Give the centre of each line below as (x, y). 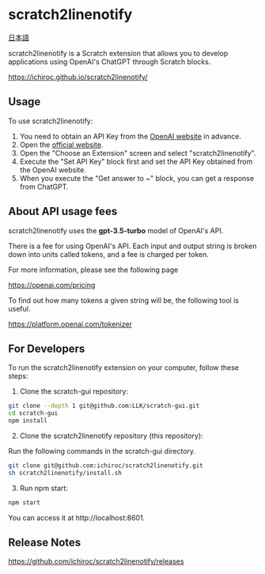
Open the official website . (61, 145)
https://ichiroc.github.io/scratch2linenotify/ (78, 77)
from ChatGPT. (44, 187)
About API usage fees (63, 211)
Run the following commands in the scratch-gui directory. (102, 451)
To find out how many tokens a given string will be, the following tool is (124, 300)
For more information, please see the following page (93, 270)
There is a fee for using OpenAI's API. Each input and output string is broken (132, 246)
